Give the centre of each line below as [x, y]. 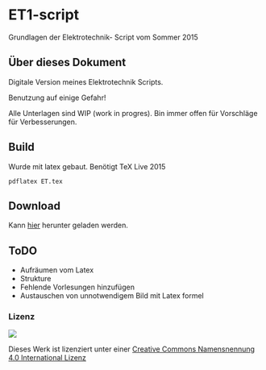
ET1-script [44, 15]
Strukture [35, 279]
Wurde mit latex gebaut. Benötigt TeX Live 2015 [87, 166]
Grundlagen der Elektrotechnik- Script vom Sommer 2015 [104, 37]
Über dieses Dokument [67, 62]
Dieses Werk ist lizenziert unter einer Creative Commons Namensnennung [132, 349]
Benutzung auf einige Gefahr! [57, 98]
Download [34, 206]
